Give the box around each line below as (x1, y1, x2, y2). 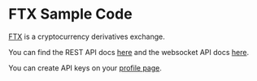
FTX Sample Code (8, 5, 133, 23)
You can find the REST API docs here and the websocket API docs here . (8, 47, 250, 57)
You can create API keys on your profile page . (8, 62, 163, 73)
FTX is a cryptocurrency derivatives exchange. (8, 32, 165, 41)
